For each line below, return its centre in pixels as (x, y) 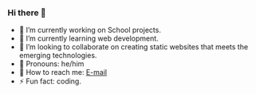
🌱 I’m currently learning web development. (89, 38)
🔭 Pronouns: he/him (51, 64)
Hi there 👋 (27, 13)
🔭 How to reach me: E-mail (63, 72)
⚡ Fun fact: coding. (50, 81)
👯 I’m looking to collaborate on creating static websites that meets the (134, 47)
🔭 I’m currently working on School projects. (90, 30)
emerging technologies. (58, 56)
